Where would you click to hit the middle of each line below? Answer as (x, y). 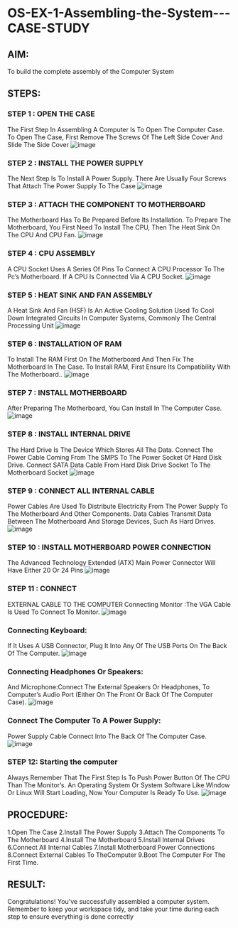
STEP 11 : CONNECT (42, 589)
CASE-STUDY (49, 28)
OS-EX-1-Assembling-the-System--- (119, 13)
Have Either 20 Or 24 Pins (45, 571)
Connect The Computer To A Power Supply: (84, 721)
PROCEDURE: (38, 815)
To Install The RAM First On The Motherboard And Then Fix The (101, 360)
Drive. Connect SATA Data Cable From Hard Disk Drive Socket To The (109, 465)
